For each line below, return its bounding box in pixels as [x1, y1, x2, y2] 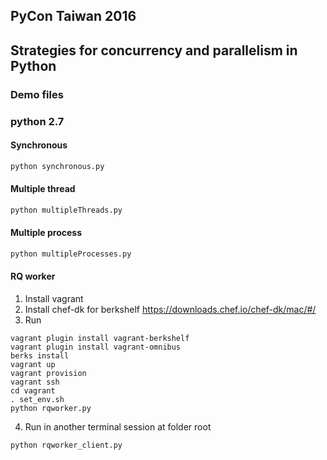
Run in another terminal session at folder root [24, 421, 212, 433]
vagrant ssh [10, 377, 60, 388]
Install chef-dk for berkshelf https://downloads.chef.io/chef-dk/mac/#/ [24, 304, 317, 316]
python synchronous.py [10, 161, 105, 171]
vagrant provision [10, 369, 87, 379]
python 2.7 [10, 114, 65, 128]
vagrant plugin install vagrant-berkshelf [10, 334, 190, 344]
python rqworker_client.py [10, 440, 123, 451]
